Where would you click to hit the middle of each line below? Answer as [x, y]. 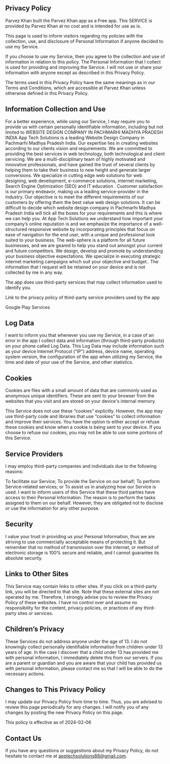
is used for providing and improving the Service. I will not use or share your [84, 67]
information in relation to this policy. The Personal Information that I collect [83, 62]
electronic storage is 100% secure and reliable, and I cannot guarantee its [82, 552]
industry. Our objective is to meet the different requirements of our [75, 197]
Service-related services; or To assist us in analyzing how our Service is [81, 487]
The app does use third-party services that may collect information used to [84, 282]
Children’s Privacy [35, 629]
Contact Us [23, 738]
